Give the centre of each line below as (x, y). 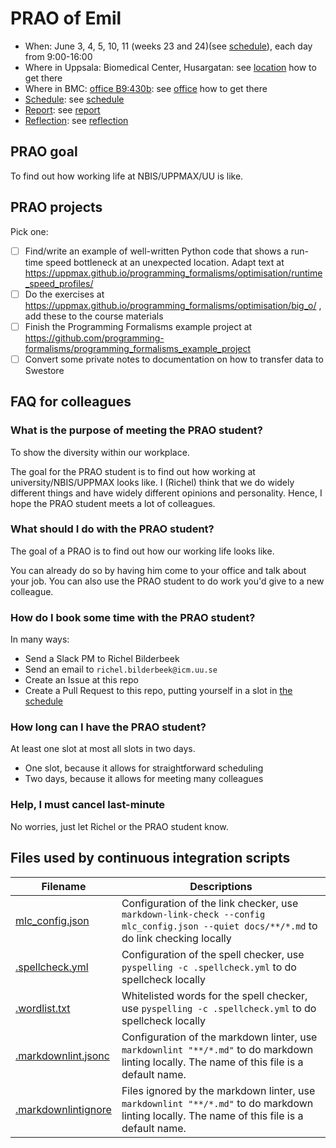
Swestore (44, 370)
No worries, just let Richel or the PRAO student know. (119, 826)
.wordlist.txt (43, 1008)
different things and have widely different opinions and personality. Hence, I (166, 493)
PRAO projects (56, 207)
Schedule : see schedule (74, 99)
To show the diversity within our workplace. (100, 452)
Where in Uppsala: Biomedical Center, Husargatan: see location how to (170, 67)
